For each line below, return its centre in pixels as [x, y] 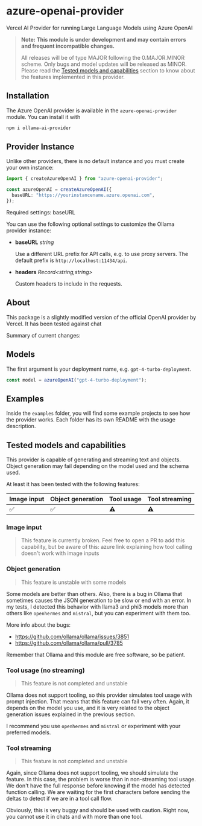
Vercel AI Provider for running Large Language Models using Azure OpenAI [99, 28]
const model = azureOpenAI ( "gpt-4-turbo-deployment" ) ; [77, 380]
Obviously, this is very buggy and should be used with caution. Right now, [98, 810]
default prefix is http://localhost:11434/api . [71, 260]
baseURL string [34, 242]
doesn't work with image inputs [60, 553]
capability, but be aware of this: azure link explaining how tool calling [106, 547]
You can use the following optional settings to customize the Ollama [90, 224]
